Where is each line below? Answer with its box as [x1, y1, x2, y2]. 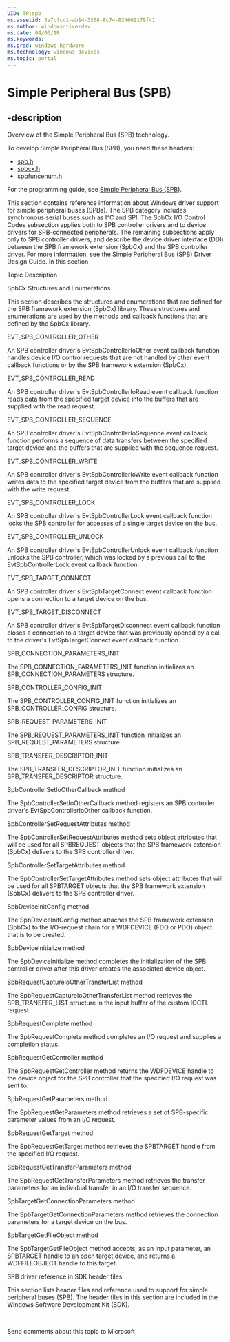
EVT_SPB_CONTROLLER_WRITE [7, 457, 98, 465]
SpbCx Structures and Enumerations [7, 284, 111, 292]
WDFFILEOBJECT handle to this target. [7, 1259, 118, 1267]
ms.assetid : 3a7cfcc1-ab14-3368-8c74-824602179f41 [7, 17, 156, 23]
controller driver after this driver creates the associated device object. [7, 964, 205, 973]
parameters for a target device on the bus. [7, 1217, 127, 1225]
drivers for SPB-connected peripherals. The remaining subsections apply [7, 228, 215, 236]
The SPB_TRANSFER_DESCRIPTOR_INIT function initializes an [7, 764, 182, 773]
